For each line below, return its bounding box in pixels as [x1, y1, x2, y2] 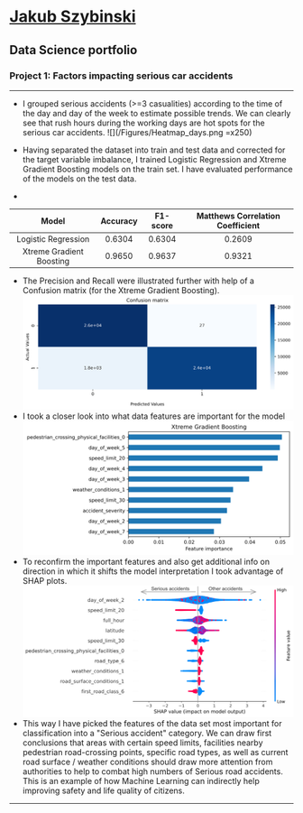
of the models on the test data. [22, 173, 137, 184]
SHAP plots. [22, 575, 68, 586]
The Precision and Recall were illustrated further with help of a [22, 275, 255, 286]
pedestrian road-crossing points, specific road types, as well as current [22, 746, 289, 757]
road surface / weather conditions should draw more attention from [22, 756, 273, 767]
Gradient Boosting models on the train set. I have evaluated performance [22, 163, 293, 174]
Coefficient [216, 220, 260, 231]
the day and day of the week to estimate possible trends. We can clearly [22, 107, 291, 118]
